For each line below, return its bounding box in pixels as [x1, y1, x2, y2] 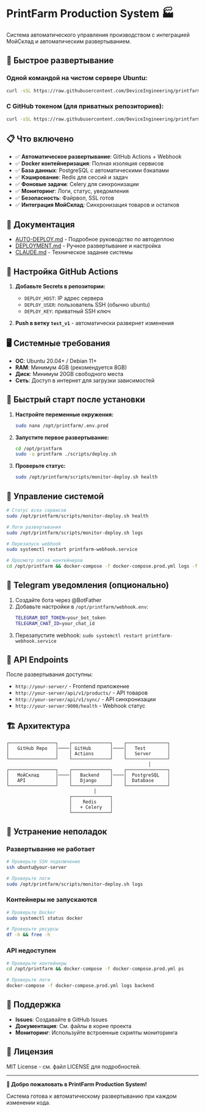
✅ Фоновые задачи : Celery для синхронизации [15, 181, 139, 188]
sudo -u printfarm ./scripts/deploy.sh [15, 451, 117, 457]
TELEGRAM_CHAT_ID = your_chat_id [15, 620, 95, 626]
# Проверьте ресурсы [6, 926, 59, 933]
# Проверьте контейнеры [6, 960, 67, 966]
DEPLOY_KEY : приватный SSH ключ [24, 307, 111, 315]
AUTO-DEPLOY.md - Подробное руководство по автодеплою [15, 236, 174, 243]
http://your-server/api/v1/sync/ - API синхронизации [15, 696, 156, 703]
